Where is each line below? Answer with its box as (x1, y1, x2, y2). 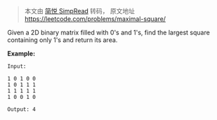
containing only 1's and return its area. (7, 36, 118, 44)
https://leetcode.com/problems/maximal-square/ (24, 15, 166, 23)
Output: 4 (7, 106, 37, 113)
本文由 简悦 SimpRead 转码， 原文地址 (24, 7, 136, 15)
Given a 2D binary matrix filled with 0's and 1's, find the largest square (7, 28, 211, 36)
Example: (7, 49, 36, 58)
